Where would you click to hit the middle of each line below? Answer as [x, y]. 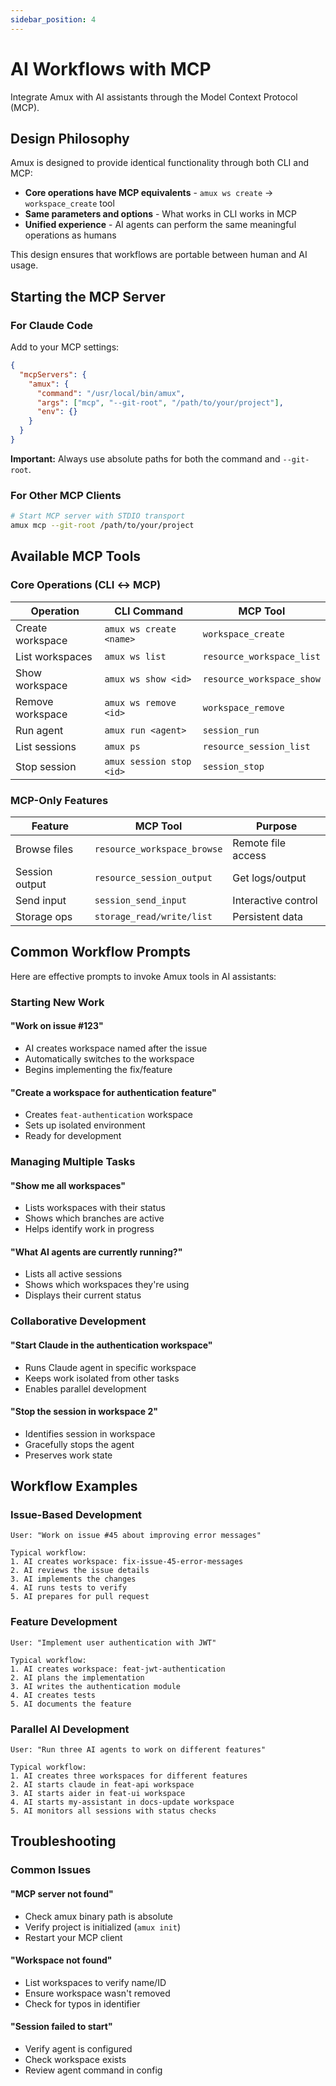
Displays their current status [83, 1295]
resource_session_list [256, 746]
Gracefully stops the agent [79, 1444]
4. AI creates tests [53, 1695]
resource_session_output [153, 877]
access [249, 855]
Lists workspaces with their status [95, 1208]
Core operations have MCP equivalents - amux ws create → [149, 193]
